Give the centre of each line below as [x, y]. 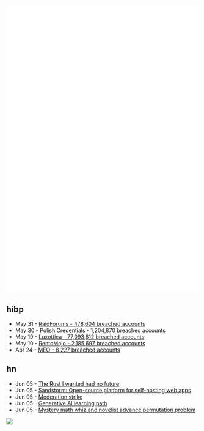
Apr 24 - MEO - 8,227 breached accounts [67, 350]
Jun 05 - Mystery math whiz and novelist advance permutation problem [105, 410]
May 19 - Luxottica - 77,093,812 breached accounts [80, 337]
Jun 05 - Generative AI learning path [61, 403]
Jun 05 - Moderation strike [49, 397]
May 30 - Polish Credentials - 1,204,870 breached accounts [90, 330]
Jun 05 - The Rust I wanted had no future [67, 383]
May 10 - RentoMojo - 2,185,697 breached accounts [80, 344]
